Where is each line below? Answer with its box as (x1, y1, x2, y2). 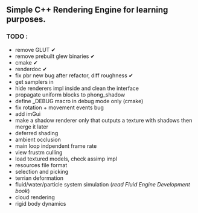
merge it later (14, 123, 48, 130)
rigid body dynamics (14, 200, 66, 207)
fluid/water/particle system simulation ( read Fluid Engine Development (14, 180, 190, 188)
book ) (14, 187, 30, 194)
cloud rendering (14, 193, 56, 201)
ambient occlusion (14, 136, 62, 143)
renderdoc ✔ (14, 65, 47, 72)
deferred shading (14, 129, 59, 136)
